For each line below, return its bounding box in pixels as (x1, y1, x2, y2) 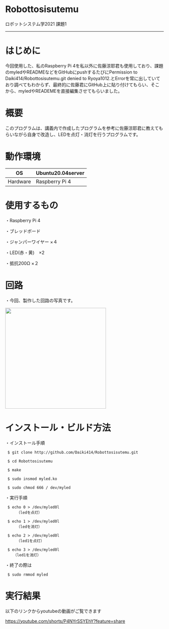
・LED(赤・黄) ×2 (5, 249, 45, 256)
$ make (7, 467, 22, 472)
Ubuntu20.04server (36, 169, 84, 176)
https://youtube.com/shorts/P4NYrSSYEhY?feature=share (5, 618, 126, 624)
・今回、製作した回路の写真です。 (5, 297, 75, 303)
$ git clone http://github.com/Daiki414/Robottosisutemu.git (7, 450, 138, 455)
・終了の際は (5, 562, 32, 568)
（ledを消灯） (16, 524, 42, 529)
